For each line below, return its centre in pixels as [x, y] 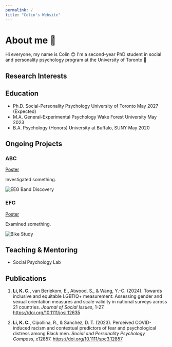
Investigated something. [31, 180]
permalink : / [19, 10]
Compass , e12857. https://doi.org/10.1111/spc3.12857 [68, 339]
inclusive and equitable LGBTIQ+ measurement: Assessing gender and [88, 296]
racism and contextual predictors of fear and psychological [94, 328]
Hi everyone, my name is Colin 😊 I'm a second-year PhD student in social [83, 54]
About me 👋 [31, 40]
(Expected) [24, 111]
